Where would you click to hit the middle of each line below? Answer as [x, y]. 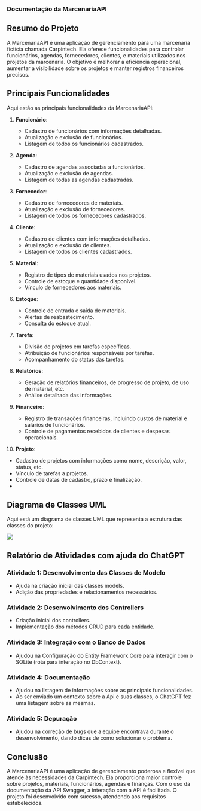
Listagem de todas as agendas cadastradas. [79, 180]
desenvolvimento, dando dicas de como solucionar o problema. [94, 738]
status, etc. [29, 467]
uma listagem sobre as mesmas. [55, 703]
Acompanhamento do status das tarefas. [74, 359]
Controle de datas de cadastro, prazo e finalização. [79, 479]
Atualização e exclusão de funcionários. [74, 137]
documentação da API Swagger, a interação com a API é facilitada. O [92, 790]
